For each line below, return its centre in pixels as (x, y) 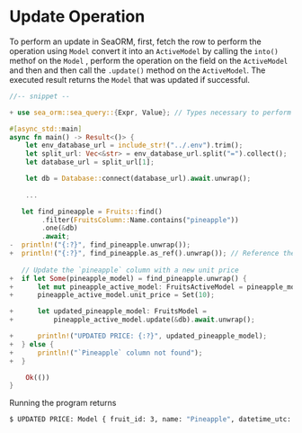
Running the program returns (63, 403)
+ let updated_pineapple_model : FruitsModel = (108, 311)
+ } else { (31, 344)
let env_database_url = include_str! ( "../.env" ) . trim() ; (134, 146)
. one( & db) (60, 228)
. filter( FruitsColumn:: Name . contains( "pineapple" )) (141, 220)
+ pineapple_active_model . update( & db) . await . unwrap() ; (132, 320)
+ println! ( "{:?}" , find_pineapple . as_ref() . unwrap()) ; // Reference (144, 254)
